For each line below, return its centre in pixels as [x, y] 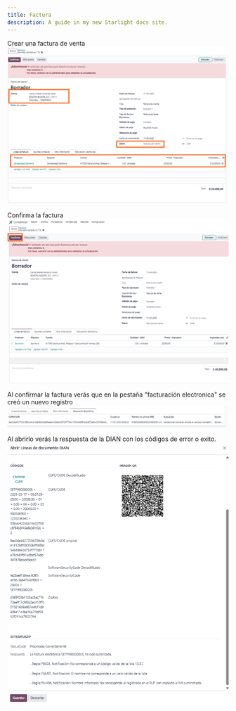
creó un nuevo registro [40, 402]
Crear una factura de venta [46, 43]
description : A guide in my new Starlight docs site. [88, 22]
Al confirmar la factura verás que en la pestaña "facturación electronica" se [117, 395]
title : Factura [29, 15]
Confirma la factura [35, 215]
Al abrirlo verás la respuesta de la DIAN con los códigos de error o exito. [112, 439]
